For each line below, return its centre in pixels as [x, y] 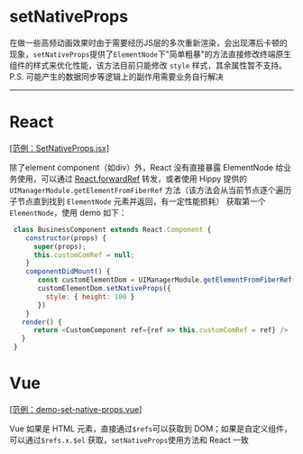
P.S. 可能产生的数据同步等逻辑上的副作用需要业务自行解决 [116, 76]
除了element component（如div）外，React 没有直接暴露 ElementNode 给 [147, 167]
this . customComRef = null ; [84, 255]
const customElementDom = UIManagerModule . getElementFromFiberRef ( [167, 280]
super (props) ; [60, 246]
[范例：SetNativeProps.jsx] [60, 148]
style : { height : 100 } [90, 296]
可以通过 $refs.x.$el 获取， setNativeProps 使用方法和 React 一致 [129, 440]
